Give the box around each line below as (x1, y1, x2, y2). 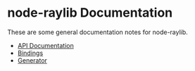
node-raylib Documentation (7, 5, 173, 21)
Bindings (17, 49, 44, 57)
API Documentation (17, 41, 74, 49)
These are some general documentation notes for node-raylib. (7, 28, 188, 36)
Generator (17, 56, 48, 64)
